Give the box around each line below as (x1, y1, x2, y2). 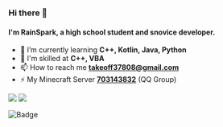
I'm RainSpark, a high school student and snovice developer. (8, 27, 216, 37)
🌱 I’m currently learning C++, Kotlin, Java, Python (19, 45, 187, 55)
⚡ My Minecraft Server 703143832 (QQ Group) (19, 75, 177, 84)
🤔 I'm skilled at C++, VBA (19, 54, 105, 63)
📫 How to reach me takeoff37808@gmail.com (19, 63, 180, 72)
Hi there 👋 (8, 7, 48, 18)
